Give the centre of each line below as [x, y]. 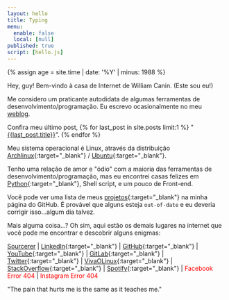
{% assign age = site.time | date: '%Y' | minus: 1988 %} [86, 72]
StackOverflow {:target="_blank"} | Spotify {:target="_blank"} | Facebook [110, 268]
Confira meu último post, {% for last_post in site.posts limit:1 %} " [101, 127]
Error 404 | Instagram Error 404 [53, 276]
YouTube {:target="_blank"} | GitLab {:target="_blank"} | [86, 253]
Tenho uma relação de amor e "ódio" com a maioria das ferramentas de [110, 169]
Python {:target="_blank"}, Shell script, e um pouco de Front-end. [100, 183]
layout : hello [28, 14]
